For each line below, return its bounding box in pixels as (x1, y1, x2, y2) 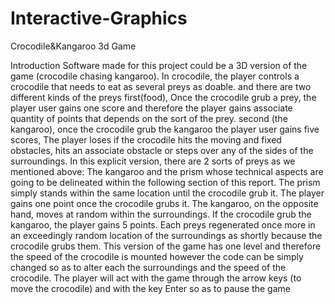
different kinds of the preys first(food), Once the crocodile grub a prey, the (10, 91, 317, 103)
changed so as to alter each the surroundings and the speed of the (10, 261, 287, 273)
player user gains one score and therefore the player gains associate (10, 102, 293, 114)
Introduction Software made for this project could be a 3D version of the (10, 59, 308, 71)
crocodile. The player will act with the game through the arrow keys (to (10, 272, 302, 284)
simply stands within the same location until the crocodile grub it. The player (10, 187, 325, 199)
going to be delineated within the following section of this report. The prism (10, 176, 321, 188)
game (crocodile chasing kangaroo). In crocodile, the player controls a (10, 70, 300, 82)
